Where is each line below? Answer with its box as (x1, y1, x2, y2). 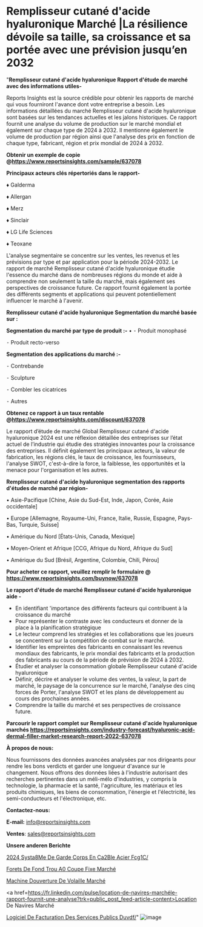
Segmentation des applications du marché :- (6, 351, 121, 358)
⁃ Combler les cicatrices (6, 386, 67, 393)
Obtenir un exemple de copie (6, 151, 81, 159)
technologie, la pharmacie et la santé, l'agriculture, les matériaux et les (6, 782, 183, 789)
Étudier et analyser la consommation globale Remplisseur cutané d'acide (15, 662, 198, 669)
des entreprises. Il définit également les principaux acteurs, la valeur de (6, 446, 185, 454)
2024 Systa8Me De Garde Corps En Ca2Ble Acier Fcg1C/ (6, 853, 148, 861)
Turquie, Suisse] (18, 521, 59, 528)
